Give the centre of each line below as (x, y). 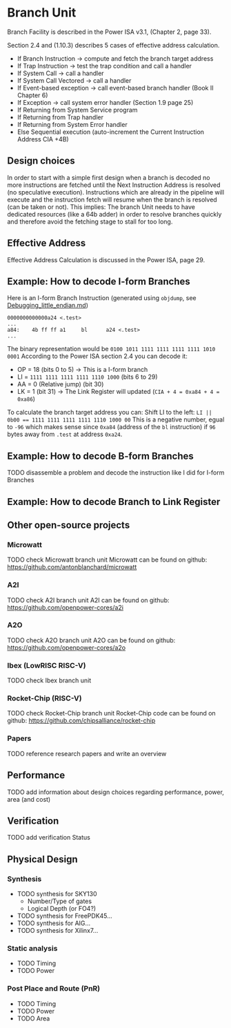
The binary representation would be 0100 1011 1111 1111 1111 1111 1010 (111, 349)
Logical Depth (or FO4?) (62, 909)
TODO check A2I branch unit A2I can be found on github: (88, 600)
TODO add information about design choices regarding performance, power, (115, 792)
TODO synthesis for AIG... (54, 923)
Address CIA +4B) (43, 139)
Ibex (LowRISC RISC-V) (47, 665)
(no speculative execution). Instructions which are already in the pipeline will (116, 192)
